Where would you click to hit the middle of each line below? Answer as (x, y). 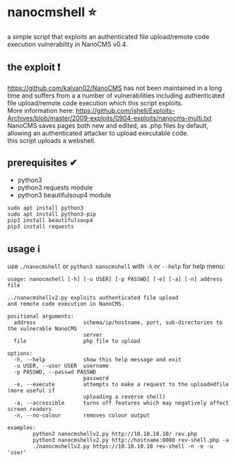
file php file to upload (77, 341)
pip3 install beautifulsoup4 (50, 220)
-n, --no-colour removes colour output (82, 416)
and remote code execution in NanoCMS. (66, 304)
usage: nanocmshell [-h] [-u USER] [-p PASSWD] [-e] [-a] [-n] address (115, 279)
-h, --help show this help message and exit (98, 360)
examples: (22, 428)
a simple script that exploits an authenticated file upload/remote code (108, 36)
